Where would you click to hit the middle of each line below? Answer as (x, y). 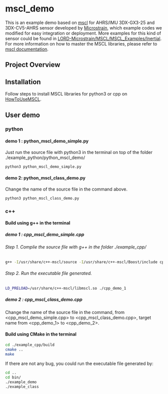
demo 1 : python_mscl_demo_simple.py (47, 141)
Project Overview (33, 65)
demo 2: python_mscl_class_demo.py (45, 178)
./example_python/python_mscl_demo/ (45, 157)
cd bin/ (13, 377)
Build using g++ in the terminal (38, 223)
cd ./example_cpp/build (30, 345)
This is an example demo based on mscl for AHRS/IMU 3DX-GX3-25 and (80, 22)
